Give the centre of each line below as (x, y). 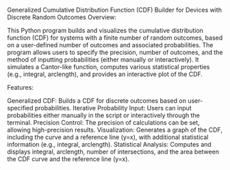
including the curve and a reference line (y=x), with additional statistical (108, 137)
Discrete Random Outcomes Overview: (62, 17)
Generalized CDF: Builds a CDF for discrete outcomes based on (97, 101)
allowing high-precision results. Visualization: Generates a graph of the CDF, (115, 130)
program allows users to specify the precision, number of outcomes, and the (115, 52)
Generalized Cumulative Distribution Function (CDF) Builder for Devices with (115, 10)
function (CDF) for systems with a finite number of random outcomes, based (115, 38)
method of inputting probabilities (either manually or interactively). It (103, 60)
